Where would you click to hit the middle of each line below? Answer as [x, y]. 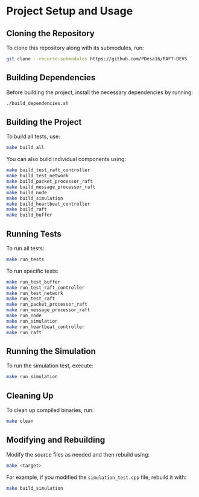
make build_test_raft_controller [48, 170]
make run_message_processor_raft [48, 310]
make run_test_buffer [33, 282]
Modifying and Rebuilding [56, 440]
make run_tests [25, 259]
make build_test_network [37, 176]
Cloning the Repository [50, 33]
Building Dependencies [51, 78]
